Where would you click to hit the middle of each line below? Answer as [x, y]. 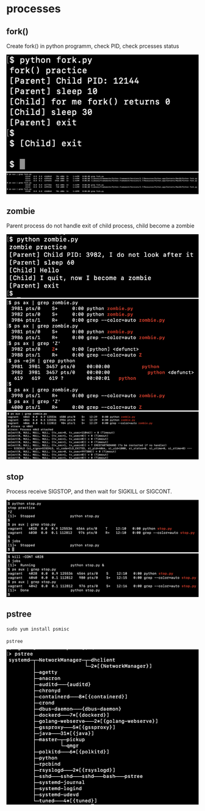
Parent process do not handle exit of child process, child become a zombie [100, 226]
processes [34, 9]
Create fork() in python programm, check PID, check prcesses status [93, 46]
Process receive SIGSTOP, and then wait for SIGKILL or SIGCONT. [89, 492]
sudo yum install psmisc [38, 629]
